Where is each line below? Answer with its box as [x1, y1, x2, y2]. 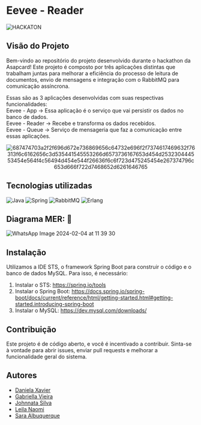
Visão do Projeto [6, 41, 70, 51]
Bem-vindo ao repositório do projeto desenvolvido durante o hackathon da [6, 57, 191, 64]
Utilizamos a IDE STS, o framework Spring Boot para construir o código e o [6, 263, 192, 271]
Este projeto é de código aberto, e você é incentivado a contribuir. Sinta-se [6, 340, 192, 347]
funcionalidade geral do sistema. [6, 353, 87, 360]
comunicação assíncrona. [6, 82, 70, 90]
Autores [6, 370, 37, 381]
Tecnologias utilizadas [6, 181, 92, 191]
